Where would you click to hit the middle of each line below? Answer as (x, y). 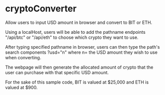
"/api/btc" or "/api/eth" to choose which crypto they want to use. (72, 37)
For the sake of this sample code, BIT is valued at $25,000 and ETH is (77, 82)
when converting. (23, 57)
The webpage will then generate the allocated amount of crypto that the (79, 67)
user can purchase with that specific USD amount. (57, 72)
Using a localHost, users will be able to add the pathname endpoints (75, 32)
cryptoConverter (41, 9)
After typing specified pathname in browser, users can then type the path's (82, 47)
